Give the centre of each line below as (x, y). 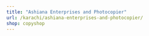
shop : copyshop (26, 23)
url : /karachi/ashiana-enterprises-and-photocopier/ (75, 18)
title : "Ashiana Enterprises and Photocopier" (67, 12)
